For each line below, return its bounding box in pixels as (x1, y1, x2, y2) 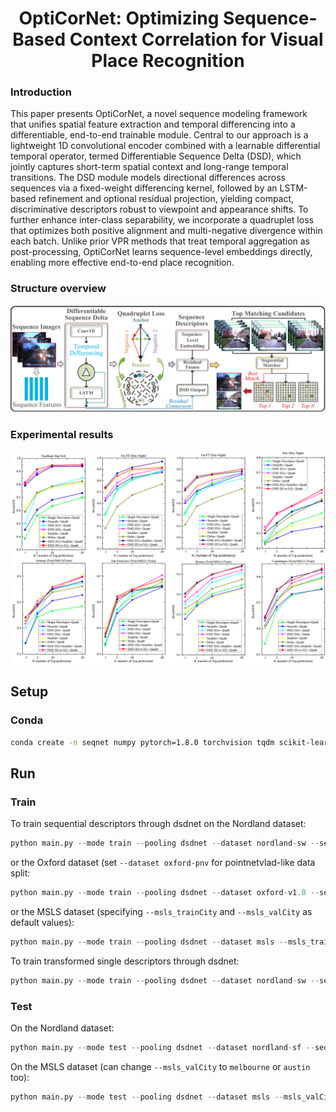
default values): (10, 916, 75, 928)
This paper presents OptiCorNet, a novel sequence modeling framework (10, 108, 308, 120)
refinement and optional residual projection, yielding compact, (38, 193, 295, 205)
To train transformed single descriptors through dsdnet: (10, 955, 240, 967)
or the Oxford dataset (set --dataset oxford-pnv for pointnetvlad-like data (10, 857, 316, 869)
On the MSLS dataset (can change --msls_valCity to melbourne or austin (10, 1060, 311, 1072)
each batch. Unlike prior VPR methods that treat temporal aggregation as (10, 235, 311, 247)
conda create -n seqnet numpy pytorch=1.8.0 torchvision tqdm (10, 737, 275, 747)
